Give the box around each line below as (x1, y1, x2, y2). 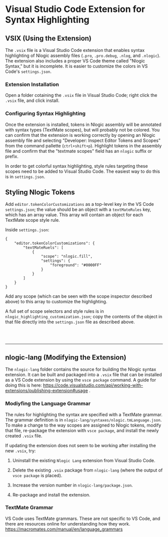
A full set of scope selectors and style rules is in (5, 308, 104, 314)
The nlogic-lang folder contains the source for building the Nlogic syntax (5, 366, 156, 373)
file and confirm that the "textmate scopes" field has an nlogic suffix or (5, 148, 152, 154)
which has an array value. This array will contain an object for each (5, 212, 143, 218)
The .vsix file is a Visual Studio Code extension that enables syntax (5, 47, 145, 53)
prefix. (5, 153, 19, 159)
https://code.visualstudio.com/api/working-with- (43, 382, 143, 388)
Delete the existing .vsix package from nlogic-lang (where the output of (12, 467, 163, 473)
